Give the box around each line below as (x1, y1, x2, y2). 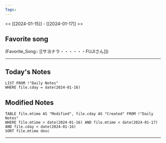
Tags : (5, 7, 16, 12)
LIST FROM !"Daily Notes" (5, 81, 58, 86)
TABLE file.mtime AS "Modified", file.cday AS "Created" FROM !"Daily (5, 112, 154, 116)
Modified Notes (5, 98, 54, 107)
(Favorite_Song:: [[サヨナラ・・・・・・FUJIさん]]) (5, 49, 109, 55)
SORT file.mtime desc (5, 129, 50, 134)
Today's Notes (5, 67, 51, 76)
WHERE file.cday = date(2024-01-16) (5, 85, 81, 90)
